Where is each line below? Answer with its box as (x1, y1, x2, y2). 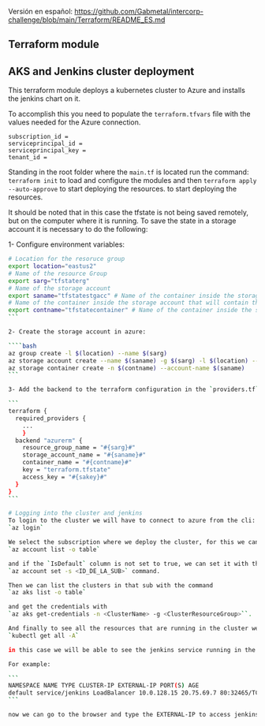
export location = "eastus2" (8, 262, 97, 270)
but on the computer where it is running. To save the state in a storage (8, 216, 237, 225)
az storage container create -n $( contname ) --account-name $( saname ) (8, 364, 245, 372)
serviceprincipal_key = (8, 147, 87, 155)
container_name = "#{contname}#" (22, 459, 132, 467)
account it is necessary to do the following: (8, 225, 148, 234)
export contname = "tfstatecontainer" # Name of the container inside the (8, 307, 252, 315)
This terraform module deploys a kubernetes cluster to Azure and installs (8, 86, 246, 95)
